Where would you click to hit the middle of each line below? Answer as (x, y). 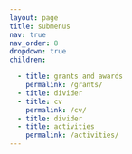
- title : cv (40, 101)
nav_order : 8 (34, 43)
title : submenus (40, 26)
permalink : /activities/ (72, 135)
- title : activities (56, 127)
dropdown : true (38, 52)
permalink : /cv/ (57, 110)
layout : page (34, 18)
